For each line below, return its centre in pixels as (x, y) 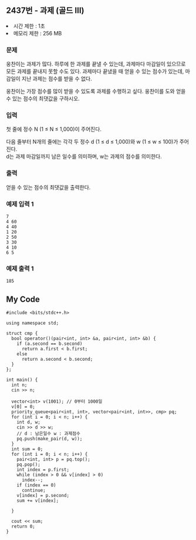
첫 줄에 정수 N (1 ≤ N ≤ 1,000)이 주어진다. (54, 129)
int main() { (22, 380)
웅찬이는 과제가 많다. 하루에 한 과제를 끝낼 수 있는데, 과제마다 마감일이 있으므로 (96, 64)
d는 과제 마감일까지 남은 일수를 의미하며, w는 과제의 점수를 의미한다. (84, 157)
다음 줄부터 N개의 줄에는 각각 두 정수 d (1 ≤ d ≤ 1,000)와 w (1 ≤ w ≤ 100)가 (92, 142)
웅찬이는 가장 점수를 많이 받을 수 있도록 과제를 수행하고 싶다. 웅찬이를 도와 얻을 (96, 91)
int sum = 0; (27, 449)
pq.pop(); (29, 465)
